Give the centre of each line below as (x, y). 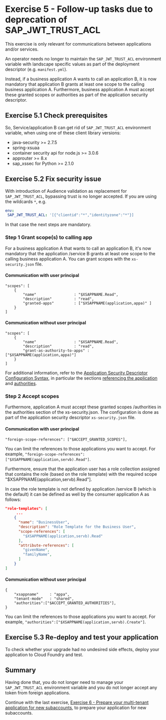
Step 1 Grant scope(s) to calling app (49, 237)
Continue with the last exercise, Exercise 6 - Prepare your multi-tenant (77, 702)
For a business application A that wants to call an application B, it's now (78, 248)
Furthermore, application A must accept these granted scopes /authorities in (83, 407)
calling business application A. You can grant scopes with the (68, 259)
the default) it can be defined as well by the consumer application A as (77, 494)
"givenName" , (36, 550)
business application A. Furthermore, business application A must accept (80, 89)
